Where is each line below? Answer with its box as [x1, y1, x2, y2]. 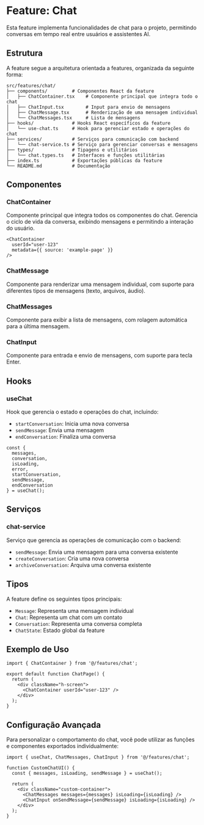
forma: [6, 71, 23, 78]
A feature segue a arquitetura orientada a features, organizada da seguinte [6, 64, 194, 71]
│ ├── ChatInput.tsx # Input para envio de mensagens [6, 104, 171, 110]
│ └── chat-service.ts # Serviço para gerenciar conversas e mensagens [6, 141, 199, 147]
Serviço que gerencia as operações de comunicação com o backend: [6, 536, 181, 544]
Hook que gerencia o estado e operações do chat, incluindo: [6, 408, 159, 416]
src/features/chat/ [6, 82, 56, 89]
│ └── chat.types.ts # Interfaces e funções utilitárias [6, 152, 166, 158]
